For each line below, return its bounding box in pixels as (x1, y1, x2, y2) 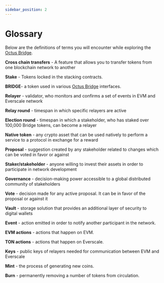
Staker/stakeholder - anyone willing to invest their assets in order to (5, 161, 143, 167)
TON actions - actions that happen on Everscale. (5, 238, 104, 245)
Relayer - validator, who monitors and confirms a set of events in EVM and (5, 93, 156, 98)
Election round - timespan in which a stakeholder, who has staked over (5, 117, 149, 123)
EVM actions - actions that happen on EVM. (5, 229, 94, 235)
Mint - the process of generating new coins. (5, 263, 94, 269)
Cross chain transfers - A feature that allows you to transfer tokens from (5, 59, 152, 65)
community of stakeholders (5, 181, 60, 187)
